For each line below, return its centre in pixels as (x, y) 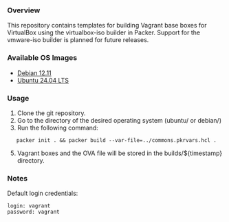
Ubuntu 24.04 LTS (43, 80)
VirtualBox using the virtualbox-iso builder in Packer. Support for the (104, 32)
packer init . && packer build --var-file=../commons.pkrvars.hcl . (116, 140)
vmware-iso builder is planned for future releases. (78, 40)
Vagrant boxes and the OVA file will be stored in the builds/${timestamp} (120, 153)
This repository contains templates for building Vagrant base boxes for (107, 26)
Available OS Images (42, 58)
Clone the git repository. (51, 113)
